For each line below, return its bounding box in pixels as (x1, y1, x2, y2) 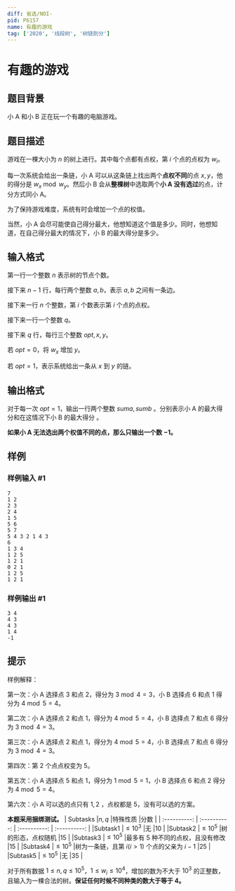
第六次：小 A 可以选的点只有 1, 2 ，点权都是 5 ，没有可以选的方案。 (7, 800, 199, 808)
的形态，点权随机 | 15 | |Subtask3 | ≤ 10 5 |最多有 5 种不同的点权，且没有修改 (7, 832, 226, 842)
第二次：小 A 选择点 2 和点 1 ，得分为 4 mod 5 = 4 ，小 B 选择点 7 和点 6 (7, 714, 215, 722)
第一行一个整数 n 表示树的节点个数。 (7, 271, 114, 280)
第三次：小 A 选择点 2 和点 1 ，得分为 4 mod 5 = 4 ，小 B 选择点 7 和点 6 (7, 737, 215, 746)
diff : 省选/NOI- (7, 10, 53, 18)
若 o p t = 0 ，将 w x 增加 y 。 (7, 346, 84, 356)
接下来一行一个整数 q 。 (7, 316, 75, 324)
